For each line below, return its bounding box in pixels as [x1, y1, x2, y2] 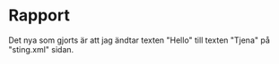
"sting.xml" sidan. [8, 44, 74, 54]
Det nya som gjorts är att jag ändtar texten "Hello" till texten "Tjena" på [8, 35, 271, 45]
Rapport [8, 5, 71, 26]
